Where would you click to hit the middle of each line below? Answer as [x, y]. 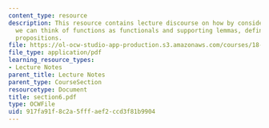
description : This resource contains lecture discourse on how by [121, 23]
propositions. [39, 38]
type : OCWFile [32, 104]
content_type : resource [48, 16]
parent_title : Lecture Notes [57, 75]
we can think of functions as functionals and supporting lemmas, [128, 30]
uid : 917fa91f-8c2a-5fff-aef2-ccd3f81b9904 [82, 112]
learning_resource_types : [51, 60]
